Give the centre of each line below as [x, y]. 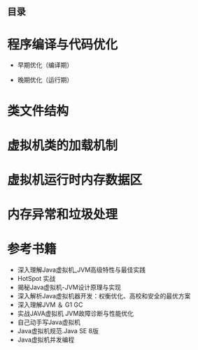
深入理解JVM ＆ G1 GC [50, 305]
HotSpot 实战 [36, 279]
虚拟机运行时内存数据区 [75, 180]
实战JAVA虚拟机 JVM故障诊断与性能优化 [76, 314]
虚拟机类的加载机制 [63, 145]
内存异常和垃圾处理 [63, 215]
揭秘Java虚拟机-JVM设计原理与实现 [69, 287]
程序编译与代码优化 [63, 44]
